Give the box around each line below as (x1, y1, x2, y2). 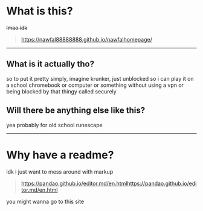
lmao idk (6, 24, 28, 31)
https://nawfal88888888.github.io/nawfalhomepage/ (21, 36, 152, 43)
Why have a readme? (6, 148, 114, 162)
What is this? (6, 4, 74, 18)
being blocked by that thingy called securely (6, 87, 117, 95)
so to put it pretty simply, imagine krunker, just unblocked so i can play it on (6, 75, 195, 82)
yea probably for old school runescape (6, 121, 103, 128)
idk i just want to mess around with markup (6, 168, 114, 175)
